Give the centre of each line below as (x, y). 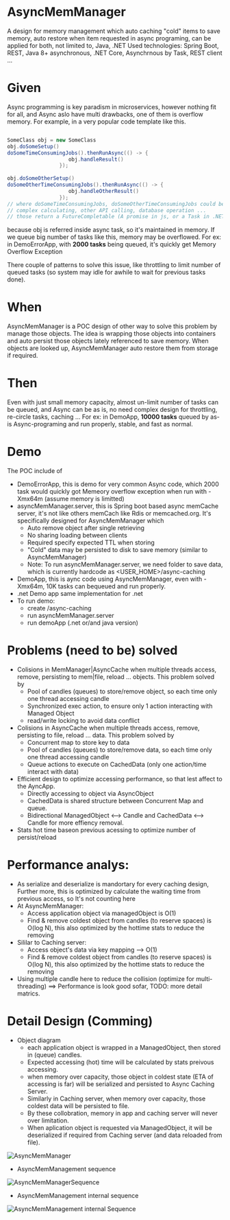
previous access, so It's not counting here (76, 898)
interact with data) (53, 772)
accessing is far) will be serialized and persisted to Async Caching (121, 1084)
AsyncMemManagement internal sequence (78, 1195)
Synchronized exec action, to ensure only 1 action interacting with (120, 706)
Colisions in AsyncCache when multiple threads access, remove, (108, 728)
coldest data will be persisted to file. (78, 1105)
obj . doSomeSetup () (33, 146)
